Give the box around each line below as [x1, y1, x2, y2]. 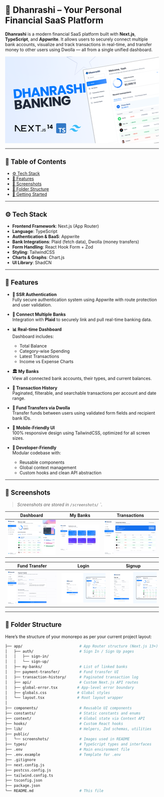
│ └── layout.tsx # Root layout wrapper [5, 696, 123, 700]
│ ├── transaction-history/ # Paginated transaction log [5, 674, 139, 679]
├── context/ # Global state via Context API [5, 716, 145, 721]
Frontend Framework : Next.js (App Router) [12, 223, 99, 229]
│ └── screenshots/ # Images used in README [5, 737, 130, 742]
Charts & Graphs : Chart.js [12, 254, 65, 260]
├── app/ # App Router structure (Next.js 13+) [5, 644, 159, 648]
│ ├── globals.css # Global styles [5, 690, 110, 695]
